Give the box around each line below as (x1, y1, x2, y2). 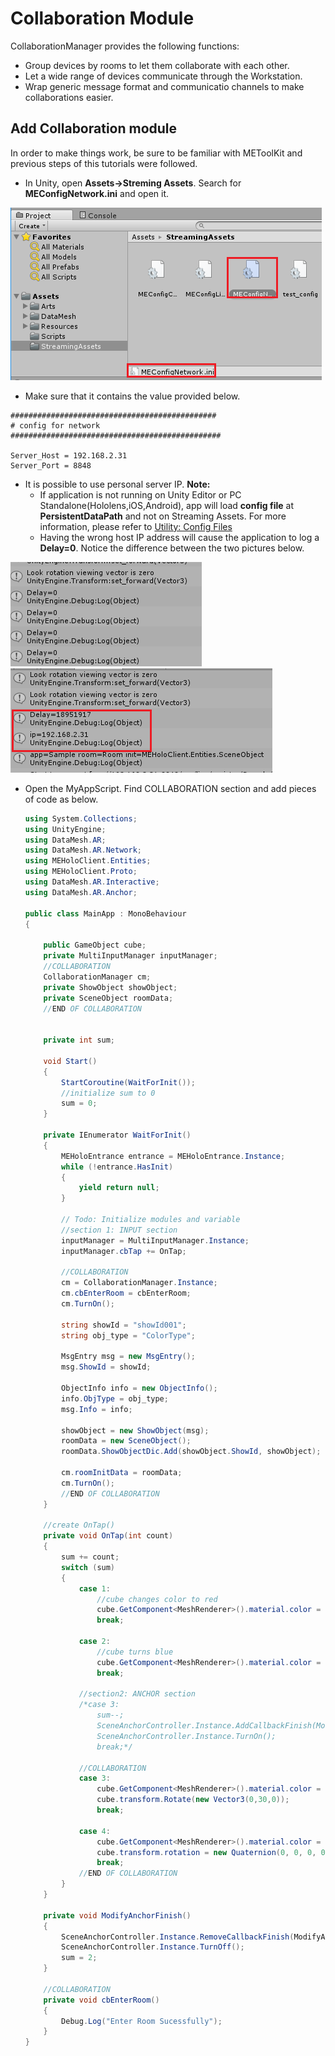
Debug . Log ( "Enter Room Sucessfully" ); (61, 2016, 223, 2026)
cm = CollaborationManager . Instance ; (61, 1278, 218, 1288)
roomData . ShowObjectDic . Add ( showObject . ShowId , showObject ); (61, 1447, 322, 1457)
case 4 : (78, 1826, 111, 1836)
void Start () (43, 1056, 98, 1066)
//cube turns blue (96, 1647, 174, 1657)
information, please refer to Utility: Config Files (39, 520, 233, 532)
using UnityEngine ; (24, 824, 107, 834)
